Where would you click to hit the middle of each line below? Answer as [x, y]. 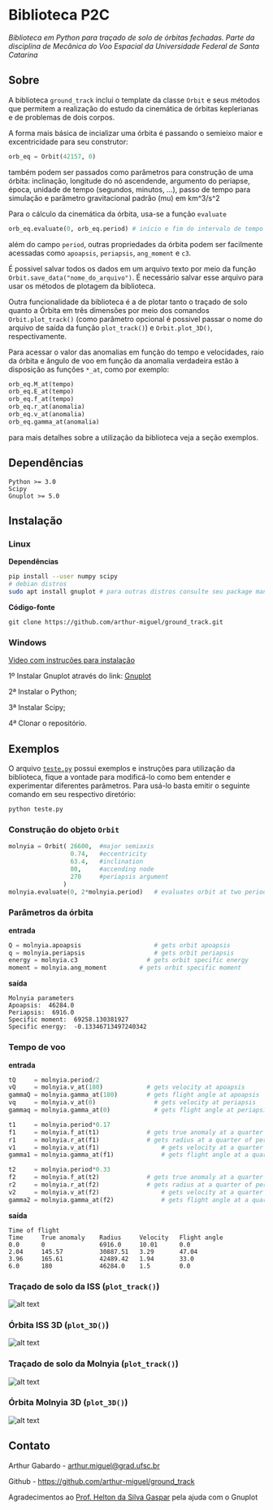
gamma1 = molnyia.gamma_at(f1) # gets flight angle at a [129, 1155]
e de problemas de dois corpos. [62, 117]
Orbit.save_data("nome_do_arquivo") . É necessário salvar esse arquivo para [136, 277]
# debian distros [38, 584]
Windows [28, 642]
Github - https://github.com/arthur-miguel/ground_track [102, 1481]
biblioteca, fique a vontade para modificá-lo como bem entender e [120, 777]
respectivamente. [38, 336]
